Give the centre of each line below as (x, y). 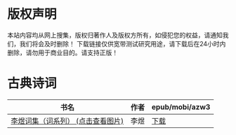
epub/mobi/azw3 (181, 107)
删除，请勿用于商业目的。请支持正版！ (63, 52)
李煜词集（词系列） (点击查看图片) (67, 121)
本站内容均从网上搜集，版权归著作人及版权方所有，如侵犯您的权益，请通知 (115, 35)
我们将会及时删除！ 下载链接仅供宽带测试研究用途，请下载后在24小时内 (123, 43)
